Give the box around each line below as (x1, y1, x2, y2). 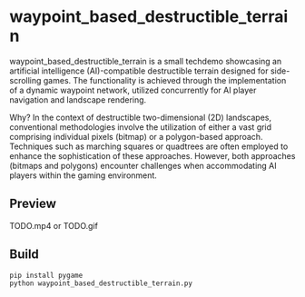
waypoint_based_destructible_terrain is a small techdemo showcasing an (9, 55, 282, 66)
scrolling (9, 74, 42, 85)
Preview (9, 196, 57, 212)
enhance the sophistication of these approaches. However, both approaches (9, 150, 296, 161)
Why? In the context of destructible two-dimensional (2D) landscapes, (9, 112, 272, 123)
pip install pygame (9, 271, 84, 280)
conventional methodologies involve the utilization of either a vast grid (9, 121, 272, 133)
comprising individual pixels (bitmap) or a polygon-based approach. (9, 131, 263, 142)
